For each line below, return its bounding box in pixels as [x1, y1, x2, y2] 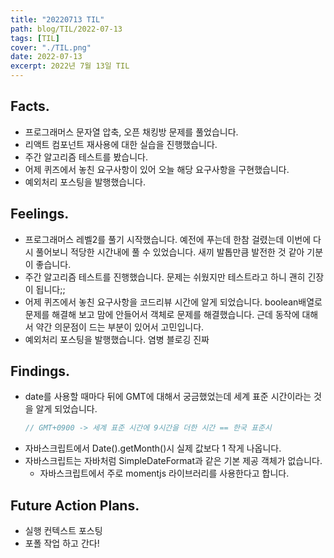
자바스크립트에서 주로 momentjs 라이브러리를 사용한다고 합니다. [39, 467, 290, 480]
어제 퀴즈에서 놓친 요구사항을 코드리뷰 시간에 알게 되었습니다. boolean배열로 [24, 296, 323, 308]
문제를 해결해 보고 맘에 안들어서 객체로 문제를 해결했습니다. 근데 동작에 [24, 308, 300, 320]
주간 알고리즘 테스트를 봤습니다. [24, 151, 148, 163]
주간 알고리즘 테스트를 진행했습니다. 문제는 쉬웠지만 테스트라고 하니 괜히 [24, 271, 306, 283]
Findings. [10, 363, 71, 380]
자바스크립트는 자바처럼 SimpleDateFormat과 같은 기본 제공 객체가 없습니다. [24, 455, 323, 467]
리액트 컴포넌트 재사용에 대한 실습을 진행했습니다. [24, 138, 218, 150]
